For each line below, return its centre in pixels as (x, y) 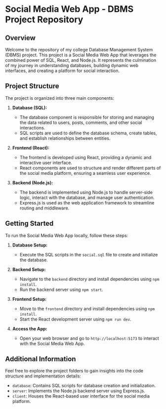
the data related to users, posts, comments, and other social (81, 123)
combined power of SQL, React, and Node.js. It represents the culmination (81, 60)
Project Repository (44, 20)
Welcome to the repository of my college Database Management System (79, 50)
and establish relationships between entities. (65, 138)
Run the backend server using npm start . (62, 289)
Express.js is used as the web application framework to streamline (87, 203)
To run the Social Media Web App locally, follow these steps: (67, 235)
